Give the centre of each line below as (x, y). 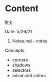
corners (20, 60)
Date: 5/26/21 (19, 31)
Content (22, 9)
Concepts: (15, 50)
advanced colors (29, 75)
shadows (21, 65)
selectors (21, 70)
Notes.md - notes (30, 41)
